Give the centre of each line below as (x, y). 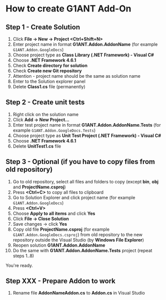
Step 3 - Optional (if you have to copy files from (81, 162)
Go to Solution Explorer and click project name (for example (74, 197)
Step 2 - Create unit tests (45, 102)
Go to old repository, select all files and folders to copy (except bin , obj (85, 181)
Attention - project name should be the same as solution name (77, 76)
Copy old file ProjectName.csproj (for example (61, 229)
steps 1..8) (23, 256)
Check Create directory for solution (50, 66)
